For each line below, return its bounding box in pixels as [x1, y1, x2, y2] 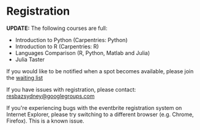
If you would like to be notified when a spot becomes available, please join [6, 67, 194, 74]
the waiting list [6, 74, 43, 81]
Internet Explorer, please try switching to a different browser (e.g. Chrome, [6, 110, 194, 118]
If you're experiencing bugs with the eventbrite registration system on [6, 104, 182, 111]
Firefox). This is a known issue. [6, 117, 84, 125]
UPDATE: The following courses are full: [6, 24, 108, 32]
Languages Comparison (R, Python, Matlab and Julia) [15, 49, 150, 56]
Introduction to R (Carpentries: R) [15, 43, 99, 50]
